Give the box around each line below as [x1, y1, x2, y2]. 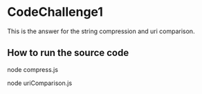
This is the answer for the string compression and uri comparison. [7, 27, 195, 35]
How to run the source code [7, 47, 129, 59]
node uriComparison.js [7, 79, 73, 87]
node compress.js [7, 65, 59, 73]
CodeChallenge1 [7, 4, 104, 20]
